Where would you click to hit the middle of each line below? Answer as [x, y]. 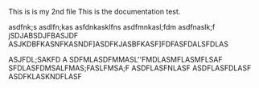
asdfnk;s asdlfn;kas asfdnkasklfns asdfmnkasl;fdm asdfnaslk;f [112, 27]
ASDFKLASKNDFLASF [45, 76]
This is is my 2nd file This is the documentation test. [95, 12]
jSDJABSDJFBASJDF [43, 36]
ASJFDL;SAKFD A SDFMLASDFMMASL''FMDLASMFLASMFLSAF [115, 60]
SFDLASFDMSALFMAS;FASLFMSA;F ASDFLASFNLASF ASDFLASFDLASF [130, 68]
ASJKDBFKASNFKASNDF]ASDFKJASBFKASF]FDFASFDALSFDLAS [119, 44]
